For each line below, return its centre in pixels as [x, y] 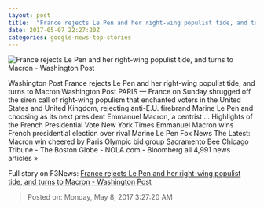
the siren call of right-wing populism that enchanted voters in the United [125, 100]
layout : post [29, 15]
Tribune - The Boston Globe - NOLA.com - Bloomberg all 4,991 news [119, 150]
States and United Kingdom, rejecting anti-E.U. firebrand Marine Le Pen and [131, 108]
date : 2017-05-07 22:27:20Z [54, 30]
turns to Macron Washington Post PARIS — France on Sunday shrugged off [130, 92]
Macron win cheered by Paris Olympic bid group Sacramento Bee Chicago [128, 141]
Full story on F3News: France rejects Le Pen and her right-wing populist [125, 174]
